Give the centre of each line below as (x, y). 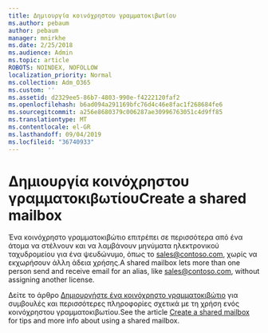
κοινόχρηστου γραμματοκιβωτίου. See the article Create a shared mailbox (129, 312)
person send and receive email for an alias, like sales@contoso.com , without (134, 272)
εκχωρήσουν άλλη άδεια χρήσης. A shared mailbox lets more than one (124, 263)
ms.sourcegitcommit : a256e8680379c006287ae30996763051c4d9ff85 (116, 113)
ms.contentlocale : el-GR (49, 127)
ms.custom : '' (32, 90)
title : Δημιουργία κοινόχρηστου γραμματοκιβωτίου (93, 16)
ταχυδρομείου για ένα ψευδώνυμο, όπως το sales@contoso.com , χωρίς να (133, 254)
